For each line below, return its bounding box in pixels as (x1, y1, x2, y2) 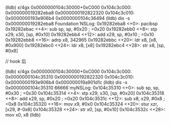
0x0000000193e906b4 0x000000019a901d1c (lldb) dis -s (5, 79, 128, 85)
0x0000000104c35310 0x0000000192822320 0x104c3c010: (5, 74, 134, 80)
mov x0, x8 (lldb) (5, 112, 41, 118)
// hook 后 (5, 58, 27, 64)
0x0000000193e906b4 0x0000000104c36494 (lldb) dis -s (5, 15, 130, 21)
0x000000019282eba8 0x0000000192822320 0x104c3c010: (5, 10, 135, 16)
